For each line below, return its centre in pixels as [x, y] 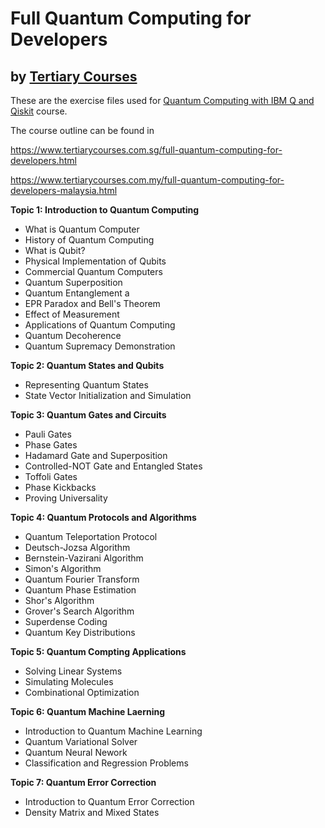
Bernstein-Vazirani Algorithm [84, 558]
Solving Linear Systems [73, 671]
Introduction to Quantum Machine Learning [113, 731]
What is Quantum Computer [82, 229]
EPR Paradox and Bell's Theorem [92, 303]
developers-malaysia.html [64, 190]
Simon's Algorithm [63, 568]
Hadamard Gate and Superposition [96, 455]
